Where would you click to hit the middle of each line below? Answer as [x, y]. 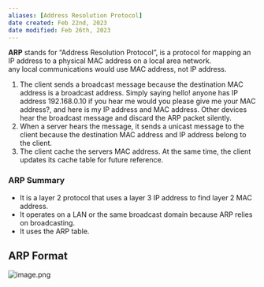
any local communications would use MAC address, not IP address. [117, 69]
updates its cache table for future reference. [91, 160]
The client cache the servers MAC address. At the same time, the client [135, 151]
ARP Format [38, 256]
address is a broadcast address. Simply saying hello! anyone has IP [129, 93]
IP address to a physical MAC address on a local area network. [110, 61]
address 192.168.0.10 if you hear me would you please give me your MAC [138, 101]
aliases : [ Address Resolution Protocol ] [76, 15]
